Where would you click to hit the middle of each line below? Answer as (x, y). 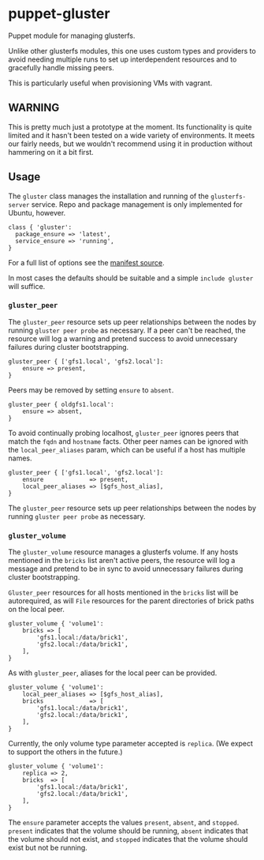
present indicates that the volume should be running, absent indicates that (128, 831)
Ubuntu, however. (37, 212)
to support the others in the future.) (66, 752)
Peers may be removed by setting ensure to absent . (91, 390)
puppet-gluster (59, 14)
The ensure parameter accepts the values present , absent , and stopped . (124, 823)
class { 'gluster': (40, 227)
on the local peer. (36, 610)
